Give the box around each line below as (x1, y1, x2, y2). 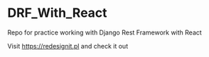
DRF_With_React (7, 5, 108, 21)
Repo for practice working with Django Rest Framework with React (7, 28, 203, 37)
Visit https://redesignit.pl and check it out (7, 42, 129, 50)
